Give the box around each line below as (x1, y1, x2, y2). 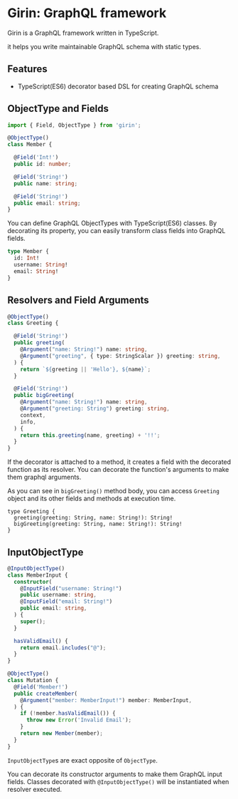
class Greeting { (7, 319, 59, 327)
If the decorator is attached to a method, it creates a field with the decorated (7, 458, 232, 466)
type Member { (7, 248, 50, 255)
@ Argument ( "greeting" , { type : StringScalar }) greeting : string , (20, 352, 221, 359)
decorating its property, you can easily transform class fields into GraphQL (7, 227, 226, 235)
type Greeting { (7, 508, 55, 515)
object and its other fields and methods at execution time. (7, 494, 176, 503)
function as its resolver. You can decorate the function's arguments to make (7, 465, 229, 474)
